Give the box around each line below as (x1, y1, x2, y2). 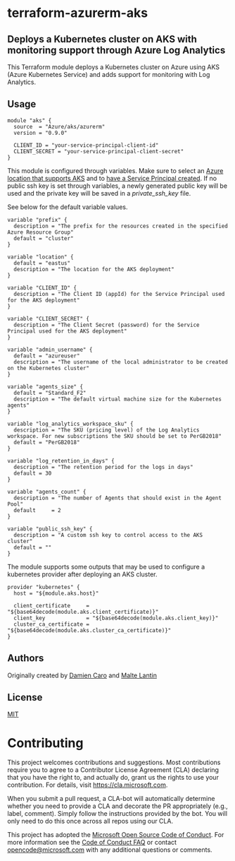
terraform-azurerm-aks (7, 5, 148, 21)
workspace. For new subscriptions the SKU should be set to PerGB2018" (7, 432, 222, 439)
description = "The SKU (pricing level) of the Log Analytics (13, 426, 200, 434)
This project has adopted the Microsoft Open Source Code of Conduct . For (7, 831, 224, 839)
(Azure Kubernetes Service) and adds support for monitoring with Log (7, 71, 210, 78)
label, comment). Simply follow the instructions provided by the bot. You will (7, 809, 227, 818)
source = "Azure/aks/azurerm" (13, 123, 106, 130)
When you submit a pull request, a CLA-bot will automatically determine (7, 795, 215, 803)
